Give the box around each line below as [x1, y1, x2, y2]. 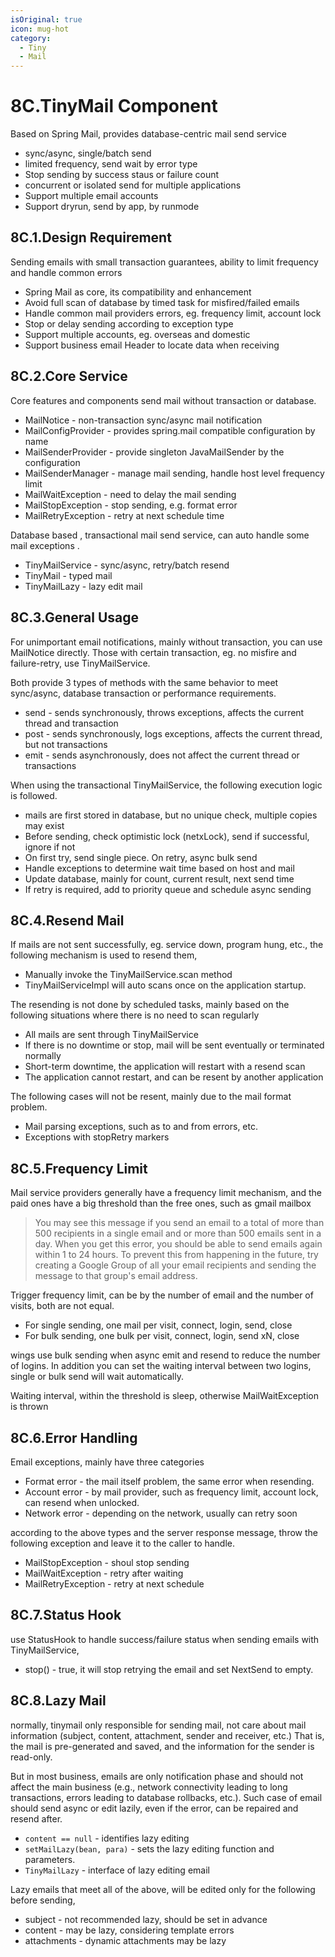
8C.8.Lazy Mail [10, 1692, 107, 1710]
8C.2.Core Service [10, 368, 128, 385]
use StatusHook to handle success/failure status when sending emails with [10, 1633, 320, 1645]
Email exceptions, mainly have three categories [10, 1456, 205, 1468]
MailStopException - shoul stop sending [24, 1556, 190, 1568]
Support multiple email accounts [24, 190, 159, 202]
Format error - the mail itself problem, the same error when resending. [24, 1475, 315, 1487]
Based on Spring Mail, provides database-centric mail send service [10, 128, 288, 140]
